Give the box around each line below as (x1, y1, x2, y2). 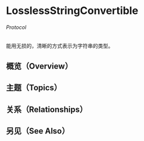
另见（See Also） (6, 126, 70, 136)
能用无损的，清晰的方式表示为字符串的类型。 (6, 43, 114, 50)
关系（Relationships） (6, 104, 87, 114)
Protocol (6, 23, 27, 30)
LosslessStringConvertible (6, 4, 139, 17)
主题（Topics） (6, 83, 62, 93)
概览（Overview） (6, 61, 73, 71)
